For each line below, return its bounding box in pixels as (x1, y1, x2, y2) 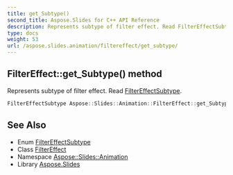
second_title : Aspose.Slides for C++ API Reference (7, 17, 159, 24)
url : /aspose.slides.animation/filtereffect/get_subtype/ (7, 42, 178, 49)
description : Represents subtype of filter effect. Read (7, 23, 175, 30)
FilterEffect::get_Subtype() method (7, 68, 163, 80)
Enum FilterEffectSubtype (17, 137, 92, 146)
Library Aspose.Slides (17, 160, 80, 168)
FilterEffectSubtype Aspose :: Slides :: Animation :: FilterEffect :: (7, 100, 197, 107)
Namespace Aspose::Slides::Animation (17, 152, 128, 160)
